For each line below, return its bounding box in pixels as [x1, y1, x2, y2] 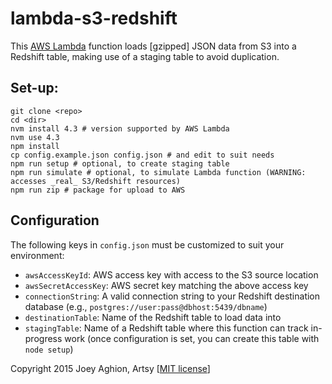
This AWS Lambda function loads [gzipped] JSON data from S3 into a [10, 40, 297, 52]
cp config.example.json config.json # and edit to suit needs [10, 150, 275, 160]
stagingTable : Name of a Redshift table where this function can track [24, 322, 309, 334]
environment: [10, 249, 65, 261]
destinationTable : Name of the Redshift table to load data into [24, 311, 282, 323]
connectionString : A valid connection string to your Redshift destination [24, 290, 321, 302]
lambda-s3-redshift [10, 7, 178, 30]
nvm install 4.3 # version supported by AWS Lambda [10, 123, 230, 134]
